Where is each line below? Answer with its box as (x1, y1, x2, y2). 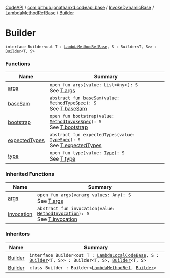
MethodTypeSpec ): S (50, 100, 97, 106)
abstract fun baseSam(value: (50, 95, 120, 101)
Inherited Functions (5, 171, 55, 178)
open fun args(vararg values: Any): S (37, 192, 131, 198)
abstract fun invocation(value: (37, 205, 115, 211)
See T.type (50, 155, 76, 163)
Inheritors (5, 230, 30, 237)
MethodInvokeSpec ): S (50, 118, 102, 125)
